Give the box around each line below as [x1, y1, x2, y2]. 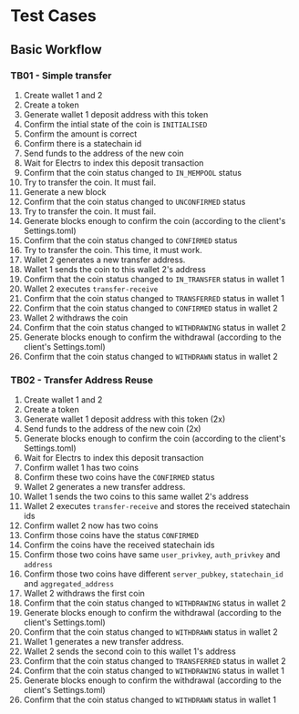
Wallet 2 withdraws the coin [23, 311, 129, 323]
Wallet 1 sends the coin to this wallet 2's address [23, 263, 206, 274]
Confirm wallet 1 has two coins [23, 462, 139, 474]
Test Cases [10, 5, 97, 26]
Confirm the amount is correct [23, 128, 138, 139]
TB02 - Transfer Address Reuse [10, 373, 154, 386]
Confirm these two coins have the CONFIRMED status [23, 472, 215, 483]
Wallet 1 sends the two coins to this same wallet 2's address [23, 491, 250, 502]
